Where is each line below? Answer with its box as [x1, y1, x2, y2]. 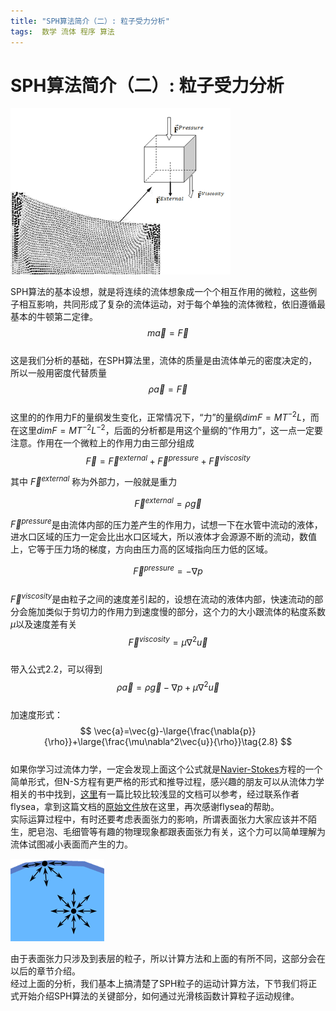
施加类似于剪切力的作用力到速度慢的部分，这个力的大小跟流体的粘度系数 [27, 605, 326, 617]
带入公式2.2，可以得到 [10, 663, 103, 675]
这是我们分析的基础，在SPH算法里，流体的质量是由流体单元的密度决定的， [10, 355, 318, 367]
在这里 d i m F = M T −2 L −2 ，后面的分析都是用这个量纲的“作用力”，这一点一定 [10, 423, 315, 436]
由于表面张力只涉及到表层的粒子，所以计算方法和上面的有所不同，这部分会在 [10, 953, 326, 964]
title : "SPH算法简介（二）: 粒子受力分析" [10, 16, 170, 26]
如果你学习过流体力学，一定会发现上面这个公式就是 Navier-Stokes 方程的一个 [10, 763, 323, 775]
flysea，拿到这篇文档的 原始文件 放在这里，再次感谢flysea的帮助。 [10, 801, 280, 812]
